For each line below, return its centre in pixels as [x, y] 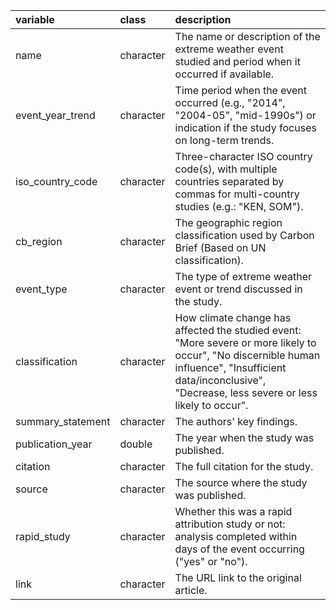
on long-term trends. [224, 140]
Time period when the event [240, 90]
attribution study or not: [230, 524]
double [136, 444]
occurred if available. [224, 74]
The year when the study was [244, 437]
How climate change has [233, 317]
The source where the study [241, 482]
